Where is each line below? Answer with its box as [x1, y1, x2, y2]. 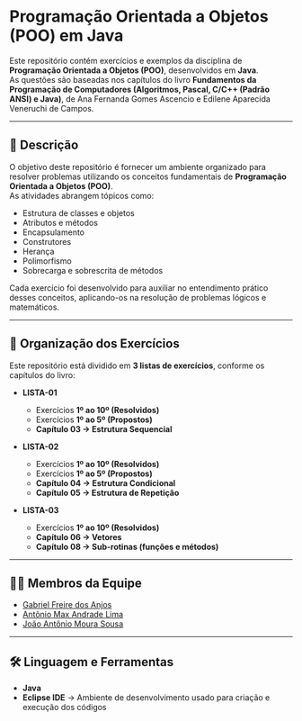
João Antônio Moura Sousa [22, 618, 124, 629]
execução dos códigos [22, 702, 107, 713]
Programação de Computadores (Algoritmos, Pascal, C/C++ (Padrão [9, 84, 271, 95]
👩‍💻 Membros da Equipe [9, 575, 142, 590]
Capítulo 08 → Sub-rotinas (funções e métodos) [35, 541, 219, 552]
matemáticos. [9, 302, 60, 312]
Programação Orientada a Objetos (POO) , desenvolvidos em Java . [9, 65, 259, 76]
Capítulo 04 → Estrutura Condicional [35, 477, 176, 488]
